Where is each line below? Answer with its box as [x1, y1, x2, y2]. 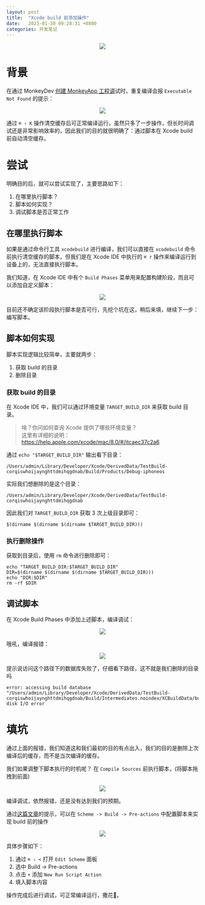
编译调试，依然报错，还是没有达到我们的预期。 [6, 797, 124, 805]
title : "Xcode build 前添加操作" [6, 15, 90, 21]
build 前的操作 [13, 818, 49, 825]
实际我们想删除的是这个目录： [6, 480, 81, 488]
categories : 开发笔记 [6, 26, 58, 32]
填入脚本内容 [15, 879, 48, 886]
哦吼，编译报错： [6, 640, 49, 648]
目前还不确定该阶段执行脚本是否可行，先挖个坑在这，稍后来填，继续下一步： [6, 306, 199, 313]
